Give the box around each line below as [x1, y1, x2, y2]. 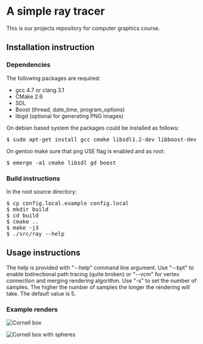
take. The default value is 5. [6, 290, 76, 297]
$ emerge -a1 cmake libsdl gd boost [6, 159, 116, 166]
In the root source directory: [6, 188, 77, 195]
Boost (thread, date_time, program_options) [15, 106, 125, 113]
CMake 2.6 [15, 93, 43, 100]
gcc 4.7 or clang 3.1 [15, 86, 65, 93]
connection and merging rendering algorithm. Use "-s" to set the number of [6, 277, 197, 284]
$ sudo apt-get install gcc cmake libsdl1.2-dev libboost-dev [6, 136, 197, 143]
